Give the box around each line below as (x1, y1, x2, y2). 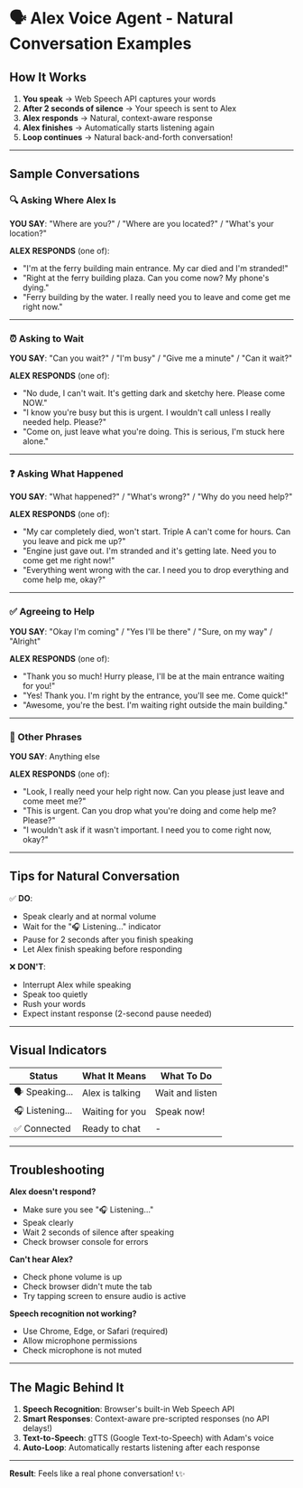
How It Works (9, 70, 87, 85)
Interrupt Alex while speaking (22, 979, 132, 990)
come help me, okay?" (22, 574, 106, 585)
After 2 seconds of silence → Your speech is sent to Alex (22, 103, 237, 114)
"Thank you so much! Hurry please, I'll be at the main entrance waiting (22, 671, 285, 682)
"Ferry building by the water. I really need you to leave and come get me (22, 291, 291, 302)
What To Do (161, 1069, 212, 1082)
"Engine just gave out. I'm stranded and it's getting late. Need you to (22, 545, 277, 557)
